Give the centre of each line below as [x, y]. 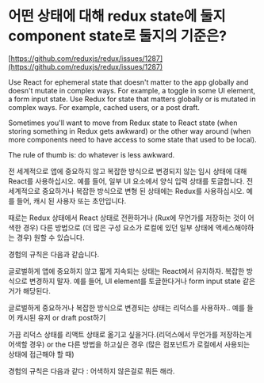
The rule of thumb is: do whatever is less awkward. [92, 154]
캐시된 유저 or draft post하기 [61, 317]
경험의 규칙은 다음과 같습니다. [54, 254]
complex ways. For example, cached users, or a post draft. [104, 107]
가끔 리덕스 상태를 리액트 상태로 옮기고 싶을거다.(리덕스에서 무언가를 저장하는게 [130, 334]
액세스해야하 [235, 227]
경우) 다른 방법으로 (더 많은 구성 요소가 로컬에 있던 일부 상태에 [118, 227]
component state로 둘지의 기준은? [118, 36]
